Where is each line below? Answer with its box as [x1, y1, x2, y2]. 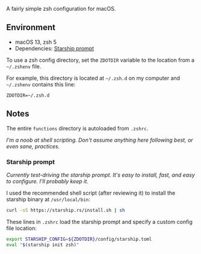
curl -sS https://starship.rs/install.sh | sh [6, 207, 125, 213]
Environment [6, 22, 56, 32]
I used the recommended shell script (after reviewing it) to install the [6, 189, 176, 196]
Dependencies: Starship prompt [14, 44, 94, 52]
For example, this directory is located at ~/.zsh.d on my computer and [6, 74, 181, 82]
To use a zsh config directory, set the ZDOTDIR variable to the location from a [6, 56, 194, 64]
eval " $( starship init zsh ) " [6, 241, 79, 248]
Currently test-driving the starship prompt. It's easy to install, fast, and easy [6, 171, 196, 178]
